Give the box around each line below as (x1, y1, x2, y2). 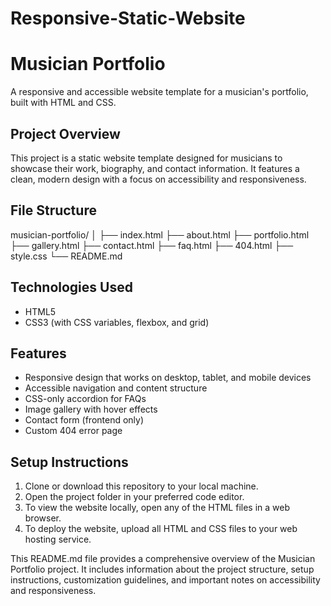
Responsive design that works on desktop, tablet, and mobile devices (24, 372, 312, 384)
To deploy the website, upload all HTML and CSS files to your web (24, 523, 298, 535)
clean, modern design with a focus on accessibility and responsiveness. (10, 173, 307, 185)
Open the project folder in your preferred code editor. (24, 491, 245, 503)
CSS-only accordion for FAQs (24, 393, 147, 405)
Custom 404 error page (24, 425, 123, 437)
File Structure (10, 202, 97, 219)
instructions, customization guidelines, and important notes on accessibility (10, 574, 321, 586)
